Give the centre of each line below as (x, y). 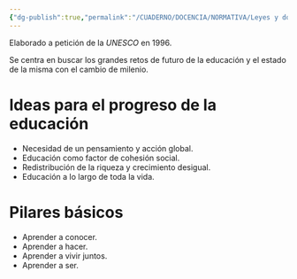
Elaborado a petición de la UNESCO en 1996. (91, 43)
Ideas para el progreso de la (113, 105)
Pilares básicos (66, 212)
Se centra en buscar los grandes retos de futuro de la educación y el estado (148, 59)
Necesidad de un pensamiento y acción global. (107, 148)
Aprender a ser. (50, 265)
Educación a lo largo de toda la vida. (88, 176)
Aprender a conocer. (59, 236)
